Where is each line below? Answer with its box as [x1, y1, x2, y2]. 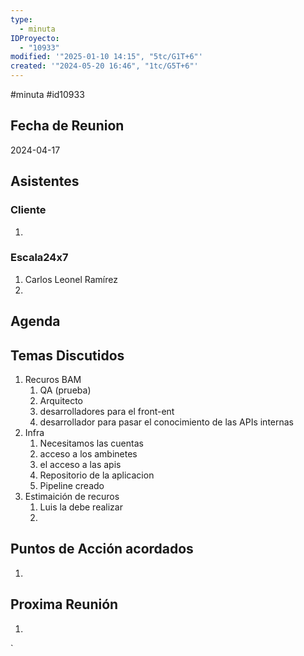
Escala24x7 [10, 251, 69, 265]
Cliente [10, 203, 47, 217]
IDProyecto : [10, 33, 60, 43]
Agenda [10, 313, 61, 330]
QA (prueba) [39, 384, 92, 396]
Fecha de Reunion [10, 117, 125, 135]
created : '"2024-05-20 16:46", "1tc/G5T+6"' [10, 61, 199, 71]
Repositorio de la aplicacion [39, 469, 155, 481]
